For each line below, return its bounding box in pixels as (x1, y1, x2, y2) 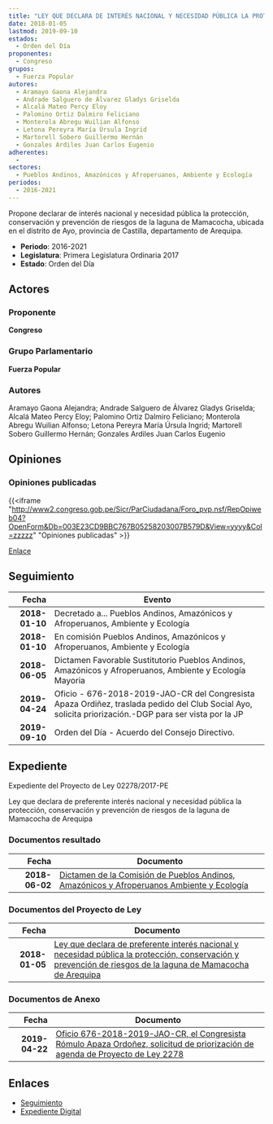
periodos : (8, 178, 42, 187)
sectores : (8, 164, 42, 172)
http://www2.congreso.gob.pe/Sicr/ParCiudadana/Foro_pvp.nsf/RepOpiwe (11, 504, 262, 514)
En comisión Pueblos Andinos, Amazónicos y (54, 630, 226, 642)
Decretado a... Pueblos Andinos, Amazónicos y (54, 608, 233, 619)
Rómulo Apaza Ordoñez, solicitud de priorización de (55, 1038, 254, 1050)
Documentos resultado (8, 834, 102, 845)
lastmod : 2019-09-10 (8, 27, 79, 35)
